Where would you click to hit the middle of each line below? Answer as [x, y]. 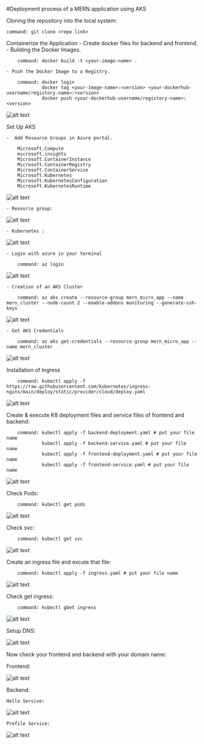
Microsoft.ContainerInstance [54, 159]
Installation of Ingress [33, 370]
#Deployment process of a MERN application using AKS [76, 9]
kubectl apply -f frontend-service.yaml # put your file [115, 465]
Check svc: [20, 527]
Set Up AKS [21, 127]
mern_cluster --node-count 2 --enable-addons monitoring [80, 303]
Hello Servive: [26, 701]
